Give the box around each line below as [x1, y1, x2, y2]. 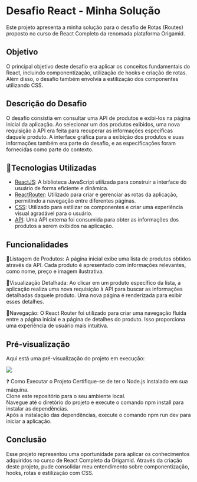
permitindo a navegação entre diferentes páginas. [14, 197, 136, 204]
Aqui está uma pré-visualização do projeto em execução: [6, 355, 145, 361]
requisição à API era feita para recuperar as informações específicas [6, 127, 173, 134]
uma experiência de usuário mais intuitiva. [6, 322, 109, 329]
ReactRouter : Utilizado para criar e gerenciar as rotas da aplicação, [14, 191, 178, 198]
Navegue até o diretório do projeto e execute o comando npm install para [6, 399, 184, 406]
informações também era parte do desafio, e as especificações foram [6, 139, 176, 146]
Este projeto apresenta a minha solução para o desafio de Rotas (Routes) [6, 24, 184, 31]
